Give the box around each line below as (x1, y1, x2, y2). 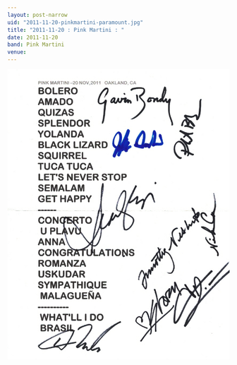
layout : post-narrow (7, 11, 68, 18)
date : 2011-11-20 (7, 34, 59, 41)
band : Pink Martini (7, 41, 65, 49)
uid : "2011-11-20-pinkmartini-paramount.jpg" (7, 18, 143, 26)
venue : (7, 49, 27, 56)
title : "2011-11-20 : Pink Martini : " (7, 26, 125, 33)
